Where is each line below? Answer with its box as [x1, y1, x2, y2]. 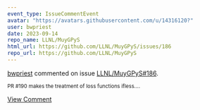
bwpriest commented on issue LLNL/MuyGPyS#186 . [7, 68, 158, 78]
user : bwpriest [7, 23, 52, 30]
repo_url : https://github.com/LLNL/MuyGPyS [7, 50, 137, 57]
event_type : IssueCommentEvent [7, 10, 99, 18]
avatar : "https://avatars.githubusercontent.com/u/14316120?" [7, 17, 194, 24]
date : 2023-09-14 [7, 30, 58, 37]
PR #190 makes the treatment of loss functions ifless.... [7, 82, 141, 90]
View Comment [7, 94, 52, 103]
